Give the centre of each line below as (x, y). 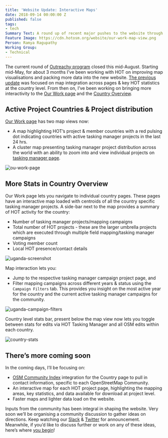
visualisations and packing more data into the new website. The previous (81, 77)
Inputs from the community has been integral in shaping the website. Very (82, 408)
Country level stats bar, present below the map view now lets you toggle (80, 319)
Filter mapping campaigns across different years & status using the (82, 283)
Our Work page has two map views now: (47, 121)
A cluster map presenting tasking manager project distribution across (84, 148)
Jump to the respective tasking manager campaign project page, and (84, 278)
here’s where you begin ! (30, 430)
